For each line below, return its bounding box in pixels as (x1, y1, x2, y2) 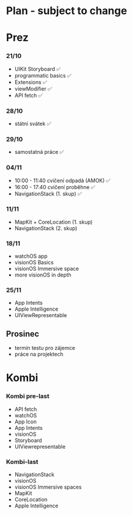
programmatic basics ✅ (14, 72, 72, 79)
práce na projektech (14, 351, 63, 358)
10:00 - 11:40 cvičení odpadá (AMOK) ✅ (14, 177, 111, 184)
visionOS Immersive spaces (14, 483, 82, 491)
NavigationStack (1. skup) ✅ (14, 190, 82, 197)
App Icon (14, 418, 37, 425)
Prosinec (6, 329, 39, 339)
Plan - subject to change (6, 4, 127, 18)
